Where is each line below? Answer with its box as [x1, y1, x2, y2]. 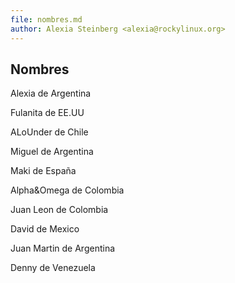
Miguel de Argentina [10, 146, 94, 158]
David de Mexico [10, 223, 80, 235]
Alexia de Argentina [10, 87, 92, 100]
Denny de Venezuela [10, 262, 96, 274]
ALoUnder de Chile [10, 126, 89, 138]
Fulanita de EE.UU [10, 107, 85, 119]
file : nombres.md [10, 14, 83, 25]
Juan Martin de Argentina [10, 242, 116, 255]
